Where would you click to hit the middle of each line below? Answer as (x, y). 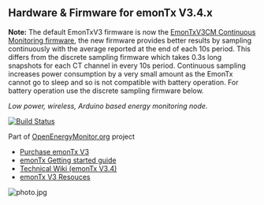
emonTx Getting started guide (68, 160)
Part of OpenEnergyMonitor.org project (72, 136)
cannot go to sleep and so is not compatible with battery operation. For (123, 82)
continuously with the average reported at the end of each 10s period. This (129, 48)
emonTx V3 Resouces (55, 177)
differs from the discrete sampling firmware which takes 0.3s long (115, 57)
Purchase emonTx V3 (54, 151)
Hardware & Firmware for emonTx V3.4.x (110, 13)
